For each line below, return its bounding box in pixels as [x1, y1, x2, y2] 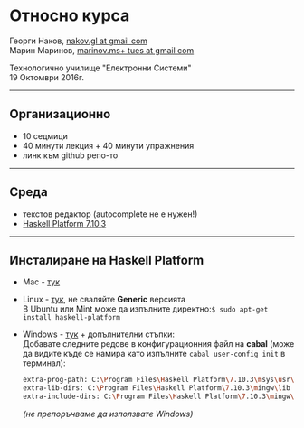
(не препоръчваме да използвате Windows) [22, 408, 194, 419]
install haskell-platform [22, 313, 120, 322]
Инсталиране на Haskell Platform [9, 252, 204, 267]
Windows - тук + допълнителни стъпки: [22, 329, 175, 340]
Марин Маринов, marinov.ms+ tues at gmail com [9, 44, 195, 55]
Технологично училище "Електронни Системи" [9, 62, 192, 73]
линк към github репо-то [22, 150, 119, 161]
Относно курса [9, 5, 130, 26]
